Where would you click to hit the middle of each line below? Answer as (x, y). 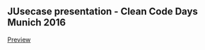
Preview (19, 39)
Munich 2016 (36, 23)
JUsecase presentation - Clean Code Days (102, 12)
